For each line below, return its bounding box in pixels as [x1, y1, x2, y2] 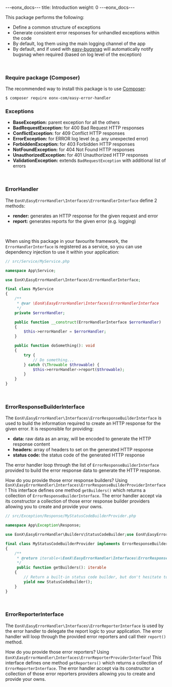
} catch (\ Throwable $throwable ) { [24, 362, 100, 367]
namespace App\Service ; [5, 268, 56, 273]
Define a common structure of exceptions [12, 24, 101, 30]
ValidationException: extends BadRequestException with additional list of [12, 157, 166, 163]
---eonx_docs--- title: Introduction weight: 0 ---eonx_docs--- [5, 5, 135, 10]
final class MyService [5, 286, 54, 292]
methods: [5, 202, 26, 209]
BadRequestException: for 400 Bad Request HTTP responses [12, 125, 144, 131]
